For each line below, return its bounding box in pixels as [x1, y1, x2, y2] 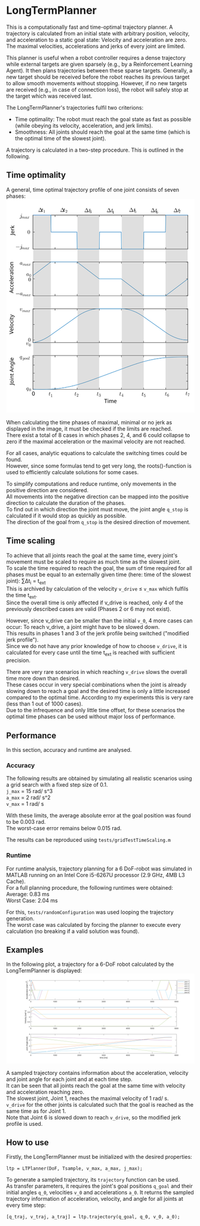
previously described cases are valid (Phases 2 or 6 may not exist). [6, 606, 171, 613]
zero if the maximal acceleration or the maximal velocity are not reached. [6, 438, 186, 445]
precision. [6, 657, 31, 664]
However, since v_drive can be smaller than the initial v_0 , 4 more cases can [6, 617, 193, 624]
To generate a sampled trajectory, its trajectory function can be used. [6, 1176, 180, 1183]
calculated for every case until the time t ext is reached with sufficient [6, 649, 175, 658]
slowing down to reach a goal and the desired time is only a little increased [6, 688, 190, 695]
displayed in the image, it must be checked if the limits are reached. [6, 425, 173, 432]
